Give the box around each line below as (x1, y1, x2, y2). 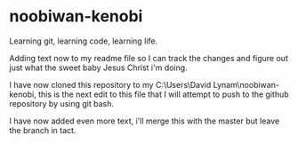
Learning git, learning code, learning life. (9, 36, 158, 46)
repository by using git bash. (9, 98, 114, 108)
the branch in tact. (9, 124, 77, 135)
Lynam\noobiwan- (213, 79, 280, 90)
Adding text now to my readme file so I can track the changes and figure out (9, 52, 289, 63)
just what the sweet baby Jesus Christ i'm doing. (9, 62, 189, 73)
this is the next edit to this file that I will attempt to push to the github (38, 89, 289, 99)
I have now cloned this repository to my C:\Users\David (9, 79, 212, 90)
